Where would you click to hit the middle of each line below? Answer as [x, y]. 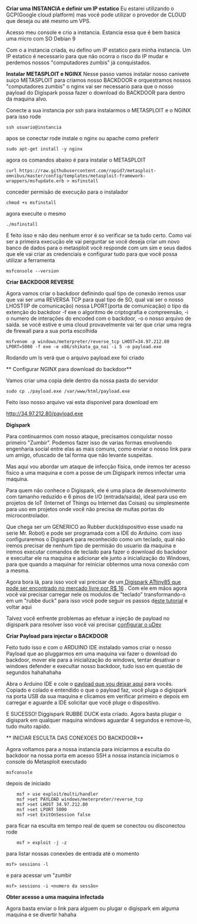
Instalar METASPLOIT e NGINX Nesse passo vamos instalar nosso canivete [98, 74]
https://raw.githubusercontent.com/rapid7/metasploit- [88, 171]
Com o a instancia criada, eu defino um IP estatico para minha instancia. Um [98, 50]
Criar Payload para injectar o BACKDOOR [57, 636]
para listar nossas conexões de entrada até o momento [73, 853]
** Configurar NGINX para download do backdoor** [69, 369]
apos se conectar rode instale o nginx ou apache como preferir [82, 138]
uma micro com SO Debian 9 [41, 39]
